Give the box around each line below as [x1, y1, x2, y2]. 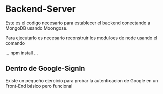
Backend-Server [5, 3, 76, 15]
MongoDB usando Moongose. [5, 25, 68, 31]
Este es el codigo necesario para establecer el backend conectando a [5, 20, 150, 26]
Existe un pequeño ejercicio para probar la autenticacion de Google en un [5, 77, 158, 83]
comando [5, 40, 25, 46]
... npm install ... [5, 50, 38, 56]
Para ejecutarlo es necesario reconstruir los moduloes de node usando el [5, 35, 158, 41]
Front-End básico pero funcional [5, 83, 73, 89]
